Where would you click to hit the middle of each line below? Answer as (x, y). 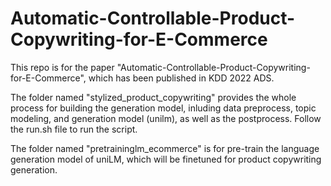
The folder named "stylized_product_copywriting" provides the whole (153, 97)
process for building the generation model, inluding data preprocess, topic (163, 108)
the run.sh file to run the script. (74, 129)
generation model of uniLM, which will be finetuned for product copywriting (166, 159)
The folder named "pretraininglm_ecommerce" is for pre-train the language (165, 148)
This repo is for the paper (62, 67)
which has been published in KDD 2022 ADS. (181, 78)
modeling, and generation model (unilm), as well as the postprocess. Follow (166, 118)
